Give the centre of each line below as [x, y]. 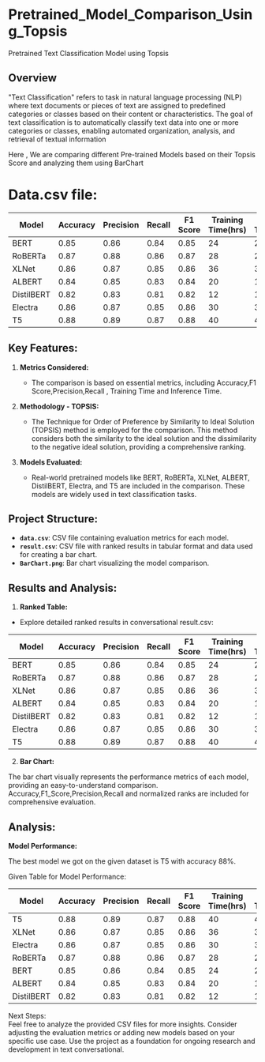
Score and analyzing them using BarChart [76, 163]
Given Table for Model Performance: [67, 876]
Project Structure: [53, 519]
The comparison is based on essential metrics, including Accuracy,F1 [144, 382]
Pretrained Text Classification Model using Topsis [89, 53]
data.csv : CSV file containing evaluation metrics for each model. [124, 538]
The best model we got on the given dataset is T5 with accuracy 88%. [122, 861]
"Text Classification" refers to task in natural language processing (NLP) [125, 97]
